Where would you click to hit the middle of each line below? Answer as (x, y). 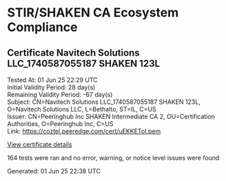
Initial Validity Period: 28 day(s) (51, 87)
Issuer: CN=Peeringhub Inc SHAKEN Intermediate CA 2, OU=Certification (111, 116)
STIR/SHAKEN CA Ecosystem (93, 13)
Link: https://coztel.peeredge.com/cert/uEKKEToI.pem (84, 131)
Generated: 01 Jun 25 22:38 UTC (54, 171)
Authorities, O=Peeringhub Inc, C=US (60, 124)
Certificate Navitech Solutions (73, 53)
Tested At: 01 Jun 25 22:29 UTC (52, 80)
